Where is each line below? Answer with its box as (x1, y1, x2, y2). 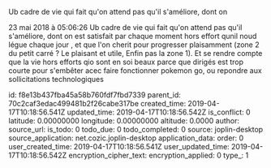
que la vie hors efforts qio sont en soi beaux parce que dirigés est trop (8, 57, 244, 67)
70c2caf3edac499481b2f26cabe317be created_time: (8, 99, 187, 108)
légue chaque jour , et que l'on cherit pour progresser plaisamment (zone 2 (8, 40, 260, 50)
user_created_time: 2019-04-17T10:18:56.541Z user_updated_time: (8, 142, 230, 151)
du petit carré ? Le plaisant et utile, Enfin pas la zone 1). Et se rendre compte (8, 49, 263, 58)
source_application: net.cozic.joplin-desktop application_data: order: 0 (8, 133, 244, 143)
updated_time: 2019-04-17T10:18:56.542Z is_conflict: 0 (67, 107, 251, 117)
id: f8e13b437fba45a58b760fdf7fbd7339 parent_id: (8, 90, 181, 100)
